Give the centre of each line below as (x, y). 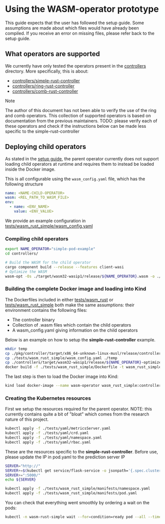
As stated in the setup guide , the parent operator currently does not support (82, 158)
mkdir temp (16, 349)
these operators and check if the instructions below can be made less (76, 126)
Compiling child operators (37, 239)
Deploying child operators (46, 147)
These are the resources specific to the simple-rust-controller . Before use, (82, 451)
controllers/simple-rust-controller (46, 80)
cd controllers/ (22, 254)
